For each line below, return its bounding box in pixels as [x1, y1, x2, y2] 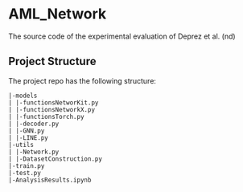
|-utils [8, 141, 35, 149]
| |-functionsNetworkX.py [8, 105, 95, 113]
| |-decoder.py [8, 120, 60, 128]
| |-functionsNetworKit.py [8, 98, 99, 107]
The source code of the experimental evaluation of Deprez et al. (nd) [8, 31, 236, 41]
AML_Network [8, 5, 107, 23]
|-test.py [8, 169, 42, 177]
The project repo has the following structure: [8, 76, 157, 85]
